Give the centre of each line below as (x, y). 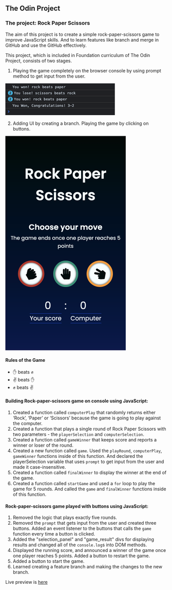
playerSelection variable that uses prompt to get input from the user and (88, 462)
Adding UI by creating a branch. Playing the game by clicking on (81, 123)
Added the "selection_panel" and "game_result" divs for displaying (83, 540)
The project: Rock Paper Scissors (48, 23)
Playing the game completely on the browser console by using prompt (87, 70)
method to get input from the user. (49, 76)
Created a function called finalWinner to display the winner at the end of (90, 473)
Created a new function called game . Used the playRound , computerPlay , (87, 451)
